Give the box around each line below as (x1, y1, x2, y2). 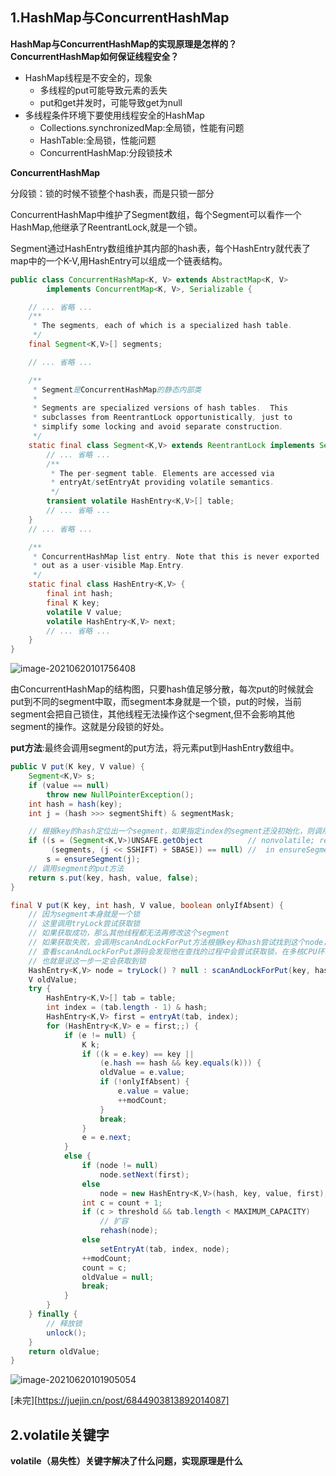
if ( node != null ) (81, 1161, 159, 1171)
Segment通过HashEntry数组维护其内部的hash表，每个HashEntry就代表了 (10, 242, 311, 254)
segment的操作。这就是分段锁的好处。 (10, 721, 170, 733)
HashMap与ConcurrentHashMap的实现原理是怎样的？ (10, 38, 238, 50)
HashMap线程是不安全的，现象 (24, 71, 153, 83)
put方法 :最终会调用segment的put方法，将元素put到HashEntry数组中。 (10, 742, 300, 754)
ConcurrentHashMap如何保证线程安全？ (10, 50, 180, 62)
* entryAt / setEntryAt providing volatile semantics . (50, 478, 275, 488)
